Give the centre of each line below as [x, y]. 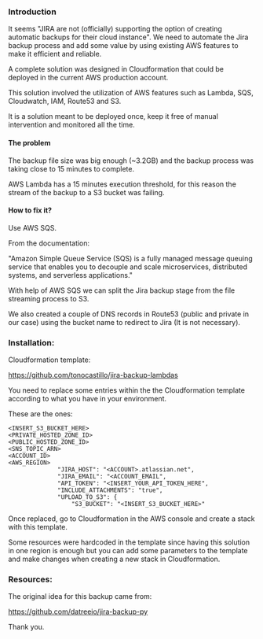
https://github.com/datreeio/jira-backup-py [78, 611]
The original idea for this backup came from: [80, 597]
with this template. [38, 527]
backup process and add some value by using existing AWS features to [123, 46]
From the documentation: [49, 243]
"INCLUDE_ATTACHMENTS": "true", [110, 490]
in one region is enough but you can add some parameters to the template [128, 550]
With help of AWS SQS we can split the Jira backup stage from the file [122, 290]
